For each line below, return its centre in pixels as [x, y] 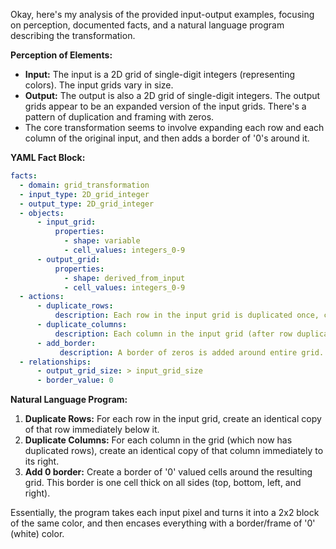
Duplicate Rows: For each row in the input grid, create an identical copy [173, 419]
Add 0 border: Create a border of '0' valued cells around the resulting [168, 472]
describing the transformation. [73, 35]
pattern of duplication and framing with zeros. [119, 117]
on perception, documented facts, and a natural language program [147, 25]
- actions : [42, 297]
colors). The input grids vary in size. [99, 85]
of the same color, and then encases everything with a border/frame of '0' [163, 523]
